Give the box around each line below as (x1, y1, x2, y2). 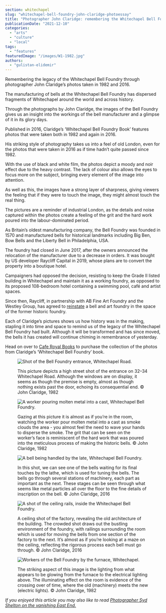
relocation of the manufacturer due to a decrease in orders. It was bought (5, 253, 155, 259)
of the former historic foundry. (5, 309, 67, 315)
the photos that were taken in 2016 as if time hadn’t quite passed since (5, 146, 149, 152)
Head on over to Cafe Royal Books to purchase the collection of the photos (5, 343, 158, 350)
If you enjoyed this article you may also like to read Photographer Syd (5, 597, 147, 603)
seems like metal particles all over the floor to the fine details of (17, 486, 147, 492)
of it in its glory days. (5, 117, 48, 123)
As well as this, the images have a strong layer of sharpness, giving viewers (5, 187, 159, 193)
